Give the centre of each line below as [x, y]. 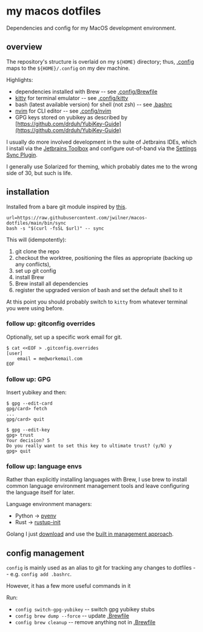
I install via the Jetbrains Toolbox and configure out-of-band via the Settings [101, 148]
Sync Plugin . [22, 155]
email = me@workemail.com [50, 359]
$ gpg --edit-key [28, 430]
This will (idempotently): [36, 239]
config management [45, 553]
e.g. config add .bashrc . [41, 574]
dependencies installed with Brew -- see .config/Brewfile [86, 91]
